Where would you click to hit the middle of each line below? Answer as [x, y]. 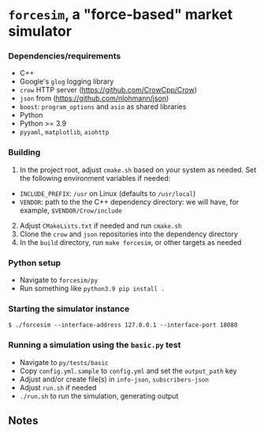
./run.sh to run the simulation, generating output [99, 396]
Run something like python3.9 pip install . [92, 288]
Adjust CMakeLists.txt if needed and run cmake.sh [100, 225]
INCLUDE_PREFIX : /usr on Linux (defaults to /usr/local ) [108, 193]
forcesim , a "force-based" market [121, 15]
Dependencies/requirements [65, 56]
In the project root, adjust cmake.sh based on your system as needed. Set [138, 169]
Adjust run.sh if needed [58, 387]
